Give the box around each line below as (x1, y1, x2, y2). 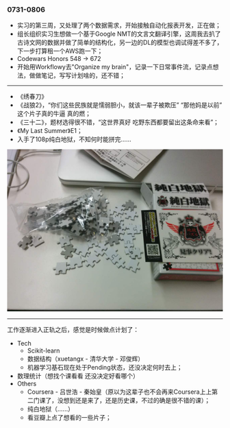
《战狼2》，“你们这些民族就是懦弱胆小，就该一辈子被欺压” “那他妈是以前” (16, 101, 222, 109)
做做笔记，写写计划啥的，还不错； (29, 71, 125, 80)
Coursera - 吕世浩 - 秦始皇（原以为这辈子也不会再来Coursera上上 (27, 388, 212, 396)
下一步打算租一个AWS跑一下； (16, 47, 103, 56)
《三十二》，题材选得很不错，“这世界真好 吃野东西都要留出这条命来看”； (16, 118, 220, 126)
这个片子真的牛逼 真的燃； (16, 110, 91, 118)
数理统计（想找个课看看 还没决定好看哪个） (16, 372, 139, 380)
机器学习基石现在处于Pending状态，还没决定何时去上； (27, 364, 183, 372)
